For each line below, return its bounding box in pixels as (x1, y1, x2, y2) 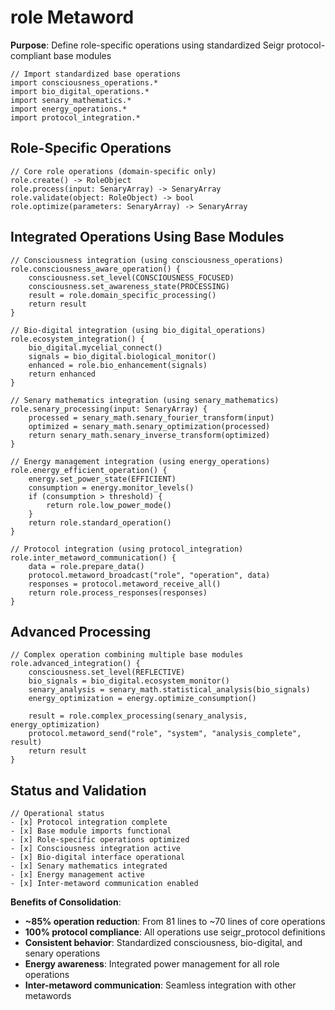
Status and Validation (10, 782, 147, 799)
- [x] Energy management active (10, 870, 145, 880)
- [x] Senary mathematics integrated (10, 861, 168, 871)
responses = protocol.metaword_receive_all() (28, 579, 222, 589)
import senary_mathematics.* (10, 95, 132, 105)
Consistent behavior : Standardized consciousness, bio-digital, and (24, 937, 303, 949)
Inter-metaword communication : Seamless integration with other (24, 979, 297, 991)
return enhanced (28, 369, 97, 379)
